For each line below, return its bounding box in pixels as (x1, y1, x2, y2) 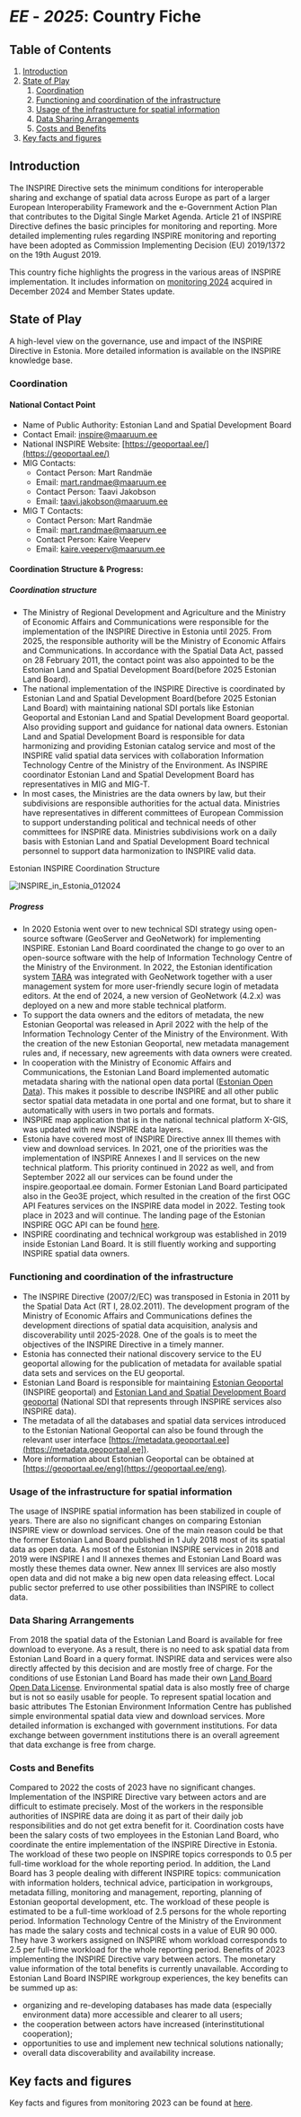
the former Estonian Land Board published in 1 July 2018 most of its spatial (9, 1534, 286, 1545)
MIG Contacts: (22, 457, 76, 468)
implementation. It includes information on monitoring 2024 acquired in (9, 276, 272, 287)
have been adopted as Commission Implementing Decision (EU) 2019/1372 (9, 240, 286, 251)
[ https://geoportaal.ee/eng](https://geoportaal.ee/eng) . (22, 1462, 227, 1474)
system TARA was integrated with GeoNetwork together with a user (22, 972, 273, 983)
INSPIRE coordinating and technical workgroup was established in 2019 (22, 1229, 288, 1240)
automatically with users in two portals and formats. (22, 1105, 215, 1116)
